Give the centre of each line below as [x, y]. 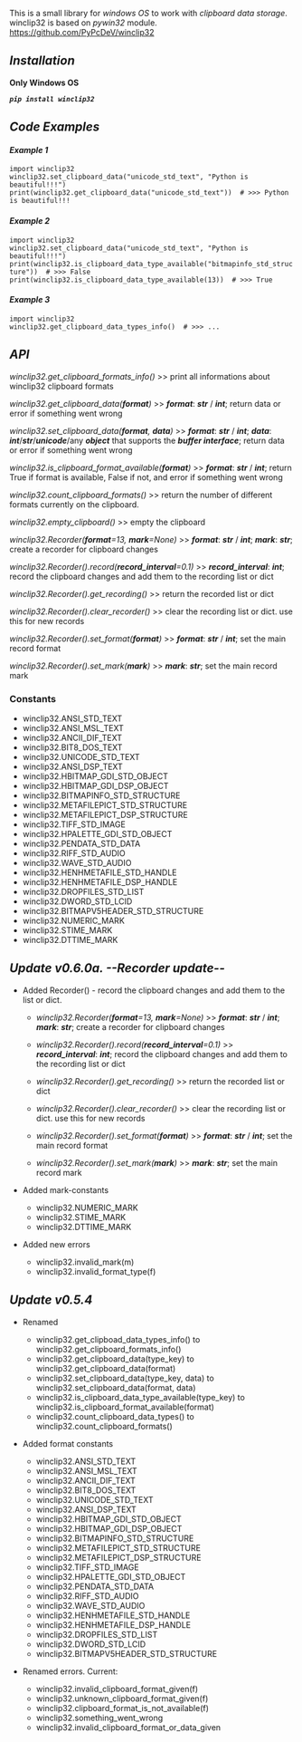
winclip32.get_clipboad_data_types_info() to [118, 1339]
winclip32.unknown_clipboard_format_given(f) [122, 1699]
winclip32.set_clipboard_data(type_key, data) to [125, 1378]
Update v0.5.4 [51, 1300]
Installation [42, 61]
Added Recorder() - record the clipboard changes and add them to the [154, 990]
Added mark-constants [66, 1189]
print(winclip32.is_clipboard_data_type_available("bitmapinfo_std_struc [151, 264]
